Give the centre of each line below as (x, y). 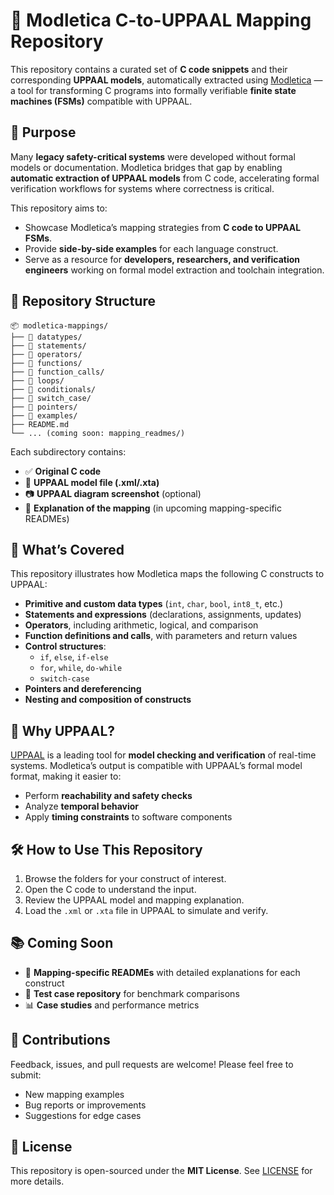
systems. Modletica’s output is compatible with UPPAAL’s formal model (156, 766)
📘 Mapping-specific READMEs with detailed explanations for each (162, 972)
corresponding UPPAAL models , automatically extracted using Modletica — (166, 80)
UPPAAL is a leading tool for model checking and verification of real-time (163, 755)
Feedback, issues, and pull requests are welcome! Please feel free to (152, 1064)
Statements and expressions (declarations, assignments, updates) (163, 615)
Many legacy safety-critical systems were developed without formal (153, 156)
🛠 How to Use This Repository (106, 849)
